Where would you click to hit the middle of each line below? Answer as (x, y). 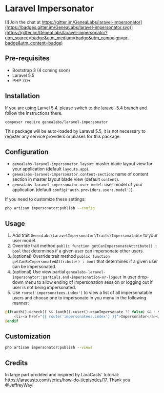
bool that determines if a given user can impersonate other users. (78, 251)
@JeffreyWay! (19, 385)
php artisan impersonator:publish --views (49, 348)
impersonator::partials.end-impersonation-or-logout (67, 277)
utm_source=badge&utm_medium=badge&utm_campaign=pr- (67, 38)
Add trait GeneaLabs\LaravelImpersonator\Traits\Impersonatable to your (85, 235)
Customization (28, 336)
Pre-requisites (27, 59)
